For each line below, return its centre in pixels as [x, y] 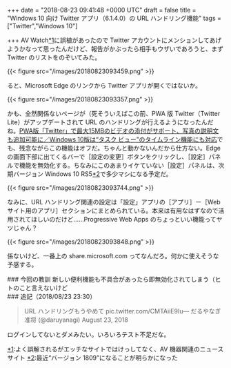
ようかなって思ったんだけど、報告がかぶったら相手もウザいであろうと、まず [115, 49]
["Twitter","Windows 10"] [42, 26]
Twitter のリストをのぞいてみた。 [54, 57]
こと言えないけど [43, 288]
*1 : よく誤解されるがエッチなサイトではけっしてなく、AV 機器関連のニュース [115, 349]
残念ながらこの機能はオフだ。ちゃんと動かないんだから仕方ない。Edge [120, 148]
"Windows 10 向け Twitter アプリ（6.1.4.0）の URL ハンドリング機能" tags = [114, 18]
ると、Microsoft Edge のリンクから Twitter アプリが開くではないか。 [104, 85]
